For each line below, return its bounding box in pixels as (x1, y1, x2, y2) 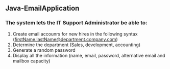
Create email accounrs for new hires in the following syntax (12, 30, 138, 37)
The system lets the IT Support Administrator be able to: (5, 19, 148, 26)
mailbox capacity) (12, 58, 51, 64)
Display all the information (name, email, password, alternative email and (12, 52, 165, 58)
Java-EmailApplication (5, 4, 80, 13)
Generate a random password (12, 47, 76, 53)
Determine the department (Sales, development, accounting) (12, 42, 141, 48)
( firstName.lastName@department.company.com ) (12, 36, 118, 42)
